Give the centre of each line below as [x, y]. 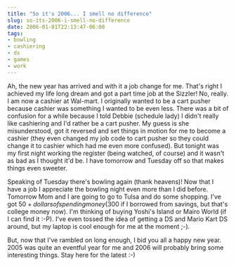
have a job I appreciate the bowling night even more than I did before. [108, 189]
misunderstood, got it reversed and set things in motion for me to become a [117, 131]
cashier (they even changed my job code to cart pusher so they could [108, 138]
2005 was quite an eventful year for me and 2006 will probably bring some [116, 247]
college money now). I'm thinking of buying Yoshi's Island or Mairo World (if [117, 211]
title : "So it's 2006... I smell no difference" [80, 14]
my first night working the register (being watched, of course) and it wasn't [116, 153]
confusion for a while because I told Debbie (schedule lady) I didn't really [113, 116]
